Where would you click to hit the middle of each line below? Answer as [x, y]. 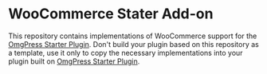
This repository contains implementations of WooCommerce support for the [133, 36]
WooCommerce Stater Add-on [111, 14]
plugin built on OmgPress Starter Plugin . [74, 61]
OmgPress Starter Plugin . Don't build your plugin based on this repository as [133, 44]
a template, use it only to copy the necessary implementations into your [126, 53]
